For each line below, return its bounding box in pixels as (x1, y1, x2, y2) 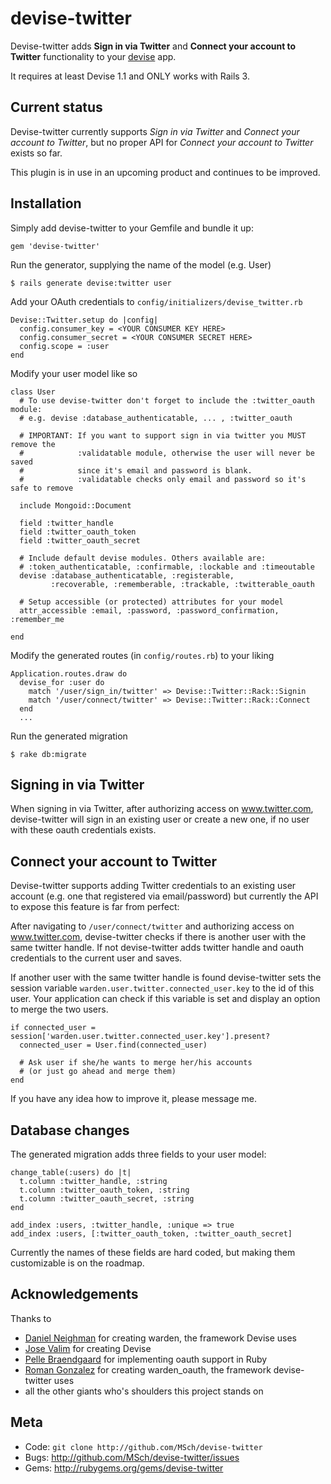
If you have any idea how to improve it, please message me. (10, 1093, 257, 1105)
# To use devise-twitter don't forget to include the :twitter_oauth (19, 395, 315, 406)
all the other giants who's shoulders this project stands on (24, 1385, 264, 1397)
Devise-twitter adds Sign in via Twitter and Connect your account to (10, 40, 297, 52)
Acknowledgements (10, 1286, 139, 1303)
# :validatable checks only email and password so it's (19, 474, 307, 484)
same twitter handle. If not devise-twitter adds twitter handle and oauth (10, 942, 304, 954)
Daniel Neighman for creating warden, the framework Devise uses (24, 1332, 298, 1344)
